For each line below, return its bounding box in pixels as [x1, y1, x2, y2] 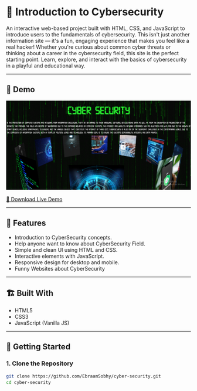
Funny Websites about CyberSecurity [14, 265, 106, 272]
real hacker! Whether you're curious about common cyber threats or [6, 43, 171, 50]
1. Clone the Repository [6, 359, 73, 368]
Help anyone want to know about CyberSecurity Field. [14, 240, 145, 247]
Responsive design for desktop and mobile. [14, 258, 120, 266]
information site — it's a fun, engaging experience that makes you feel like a [6, 37, 189, 44]
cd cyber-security [6, 380, 51, 386]
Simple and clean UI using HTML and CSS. [14, 246, 118, 253]
